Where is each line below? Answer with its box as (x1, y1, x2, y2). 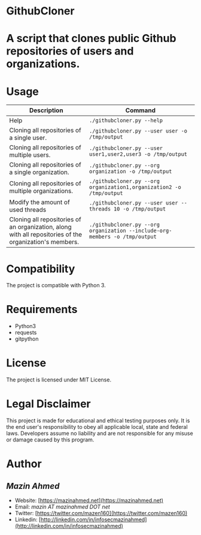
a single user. (9, 134, 47, 142)
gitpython (14, 335, 39, 342)
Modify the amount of (9, 198, 70, 206)
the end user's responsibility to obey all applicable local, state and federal (6, 423, 188, 431)
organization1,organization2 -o (89, 184, 181, 191)
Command (125, 106, 156, 115)
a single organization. (9, 168, 70, 176)
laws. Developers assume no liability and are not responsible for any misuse (6, 430, 193, 437)
